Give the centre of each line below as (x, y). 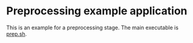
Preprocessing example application (97, 11)
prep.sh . (17, 33)
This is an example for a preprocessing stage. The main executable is (93, 27)
